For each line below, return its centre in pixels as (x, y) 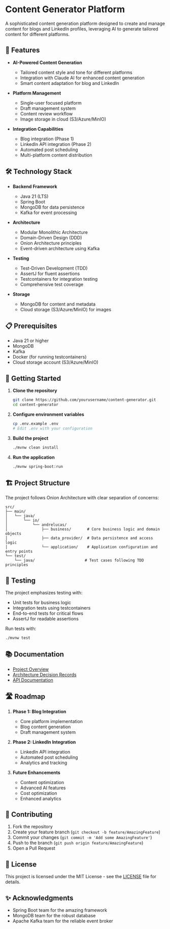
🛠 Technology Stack (39, 172)
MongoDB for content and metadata (58, 304)
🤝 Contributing (29, 814)
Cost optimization (39, 793)
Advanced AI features (43, 788)
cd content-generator (35, 405)
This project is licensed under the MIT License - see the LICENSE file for (81, 877)
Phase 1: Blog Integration (39, 711)
